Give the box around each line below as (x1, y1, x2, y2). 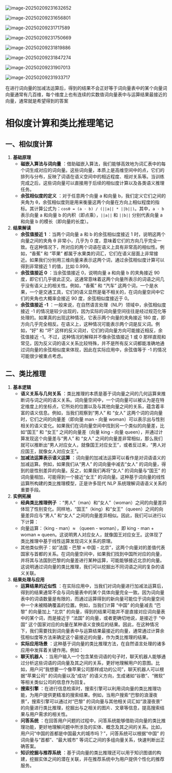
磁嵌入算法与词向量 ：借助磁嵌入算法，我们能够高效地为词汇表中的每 (20, 161, 166, 167)
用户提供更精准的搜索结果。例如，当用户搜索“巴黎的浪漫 (34, 691, 153, 698)
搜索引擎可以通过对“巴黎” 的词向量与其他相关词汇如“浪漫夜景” (31, 698, 163, 704)
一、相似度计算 (5, 140, 53, 148)
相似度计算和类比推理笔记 (5, 118, 114, 129)
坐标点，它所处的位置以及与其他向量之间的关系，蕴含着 (43, 403, 160, 409)
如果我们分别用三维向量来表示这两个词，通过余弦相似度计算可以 (29, 257, 165, 263)
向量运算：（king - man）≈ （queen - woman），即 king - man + (20, 525, 154, 531)
